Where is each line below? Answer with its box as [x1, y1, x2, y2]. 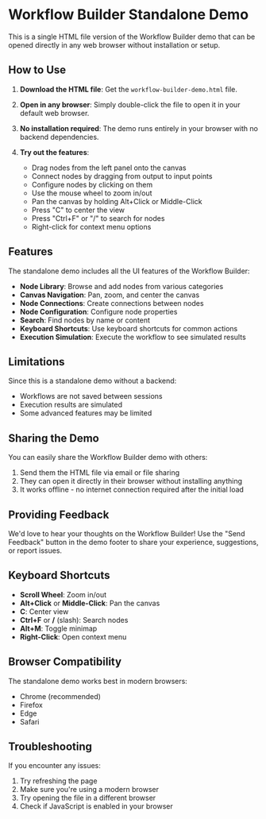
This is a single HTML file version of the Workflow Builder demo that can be [8, 32, 256, 41]
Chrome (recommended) [19, 691, 102, 701]
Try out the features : [19, 147, 90, 156]
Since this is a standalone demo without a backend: [8, 376, 177, 386]
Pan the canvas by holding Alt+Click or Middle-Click [31, 196, 202, 206]
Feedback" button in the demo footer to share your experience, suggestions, [8, 538, 260, 547]
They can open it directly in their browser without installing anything [19, 477, 242, 486]
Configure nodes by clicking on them [31, 180, 153, 189]
